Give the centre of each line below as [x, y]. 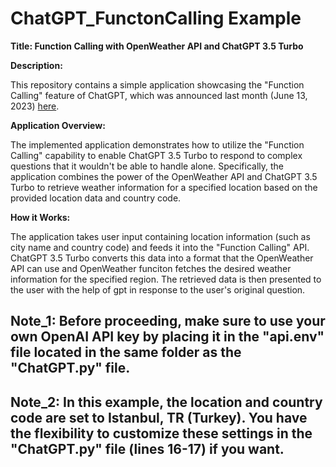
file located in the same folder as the [126, 352]
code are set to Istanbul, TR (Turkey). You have [159, 417]
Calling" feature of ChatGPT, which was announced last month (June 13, [159, 95]
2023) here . [35, 106]
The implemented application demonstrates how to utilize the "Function [157, 144]
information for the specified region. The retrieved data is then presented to [166, 279]
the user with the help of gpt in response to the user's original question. [158, 289]
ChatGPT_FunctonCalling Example [156, 18]
